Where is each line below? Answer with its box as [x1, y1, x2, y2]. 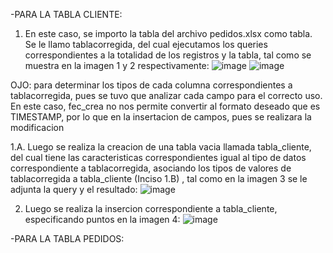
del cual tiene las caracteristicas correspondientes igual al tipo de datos [10, 152, 307, 163]
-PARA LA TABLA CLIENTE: [10, 9, 123, 20]
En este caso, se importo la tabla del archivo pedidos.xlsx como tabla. [24, 28, 313, 39]
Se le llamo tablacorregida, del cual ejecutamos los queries [24, 39, 268, 50]
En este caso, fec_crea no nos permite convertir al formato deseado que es [10, 100, 321, 112]
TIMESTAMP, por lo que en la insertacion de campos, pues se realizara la [10, 111, 312, 123]
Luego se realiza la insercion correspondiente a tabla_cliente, [24, 203, 278, 214]
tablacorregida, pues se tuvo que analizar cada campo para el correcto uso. [10, 90, 323, 101]
